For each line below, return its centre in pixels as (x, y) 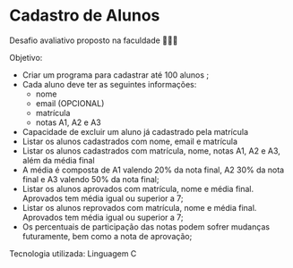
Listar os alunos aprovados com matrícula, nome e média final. (138, 188)
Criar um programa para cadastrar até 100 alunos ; (115, 75)
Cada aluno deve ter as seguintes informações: (109, 84)
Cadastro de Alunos (85, 16)
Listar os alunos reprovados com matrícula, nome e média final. (139, 207)
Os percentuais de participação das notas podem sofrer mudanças (146, 226)
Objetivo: (26, 57)
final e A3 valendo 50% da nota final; (90, 179)
